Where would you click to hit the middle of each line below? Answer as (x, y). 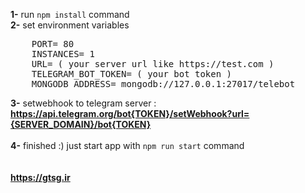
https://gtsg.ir (40, 177)
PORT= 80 (53, 44)
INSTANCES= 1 (63, 54)
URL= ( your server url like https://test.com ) (153, 64)
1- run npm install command (70, 14)
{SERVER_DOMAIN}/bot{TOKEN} (81, 124)
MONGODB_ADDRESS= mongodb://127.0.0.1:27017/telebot (163, 84)
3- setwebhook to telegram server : (83, 103)
